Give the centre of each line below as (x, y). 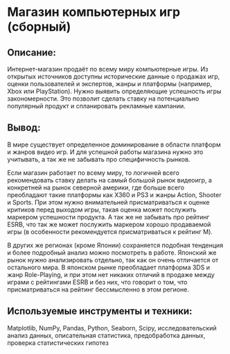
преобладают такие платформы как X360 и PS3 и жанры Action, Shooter (114, 194)
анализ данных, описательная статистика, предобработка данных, (106, 335)
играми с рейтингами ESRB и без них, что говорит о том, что (97, 282)
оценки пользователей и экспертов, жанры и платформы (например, (110, 84)
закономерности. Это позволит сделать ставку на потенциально (103, 99)
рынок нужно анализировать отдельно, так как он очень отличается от (113, 260)
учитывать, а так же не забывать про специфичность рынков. (99, 159)
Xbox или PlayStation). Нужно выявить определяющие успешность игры (114, 91)
